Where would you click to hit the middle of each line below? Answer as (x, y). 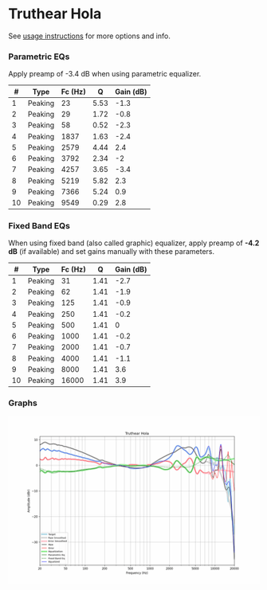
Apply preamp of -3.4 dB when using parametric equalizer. (105, 74)
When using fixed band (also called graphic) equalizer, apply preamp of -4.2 (134, 243)
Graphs (23, 403)
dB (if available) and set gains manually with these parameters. (112, 252)
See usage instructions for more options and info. (90, 36)
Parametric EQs (39, 57)
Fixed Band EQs (39, 225)
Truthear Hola (55, 14)
